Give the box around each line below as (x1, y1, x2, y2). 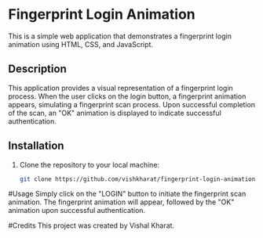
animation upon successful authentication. (8, 206, 146, 215)
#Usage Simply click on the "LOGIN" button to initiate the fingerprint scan (8, 189, 247, 199)
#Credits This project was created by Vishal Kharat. (8, 221, 175, 230)
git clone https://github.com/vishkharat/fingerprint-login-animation (19, 175, 256, 183)
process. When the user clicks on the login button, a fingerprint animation (8, 92, 247, 101)
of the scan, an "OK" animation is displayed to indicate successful (8, 108, 221, 117)
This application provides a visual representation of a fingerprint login (8, 83, 233, 92)
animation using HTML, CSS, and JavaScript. (8, 39, 154, 49)
